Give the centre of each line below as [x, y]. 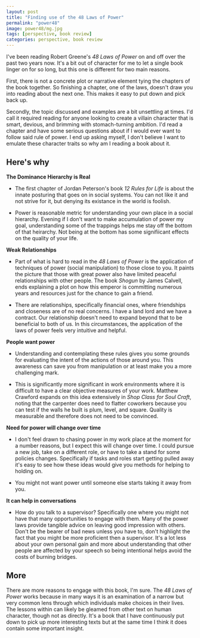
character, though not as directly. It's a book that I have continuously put [95, 615]
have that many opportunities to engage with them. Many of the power [101, 518]
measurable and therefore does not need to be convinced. [87, 416]
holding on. [29, 471]
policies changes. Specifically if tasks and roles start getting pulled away [104, 458]
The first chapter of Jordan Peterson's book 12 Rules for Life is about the [104, 188]
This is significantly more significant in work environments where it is [100, 384]
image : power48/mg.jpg [34, 28]
